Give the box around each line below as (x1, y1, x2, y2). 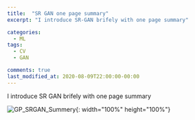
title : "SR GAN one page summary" (7, 10, 109, 17)
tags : (7, 42, 23, 49)
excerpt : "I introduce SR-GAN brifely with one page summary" (7, 16, 189, 23)
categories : (7, 29, 41, 36)
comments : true (7, 67, 51, 73)
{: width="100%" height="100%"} (75, 105, 171, 113)
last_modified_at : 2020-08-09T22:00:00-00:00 (7, 73, 139, 80)
